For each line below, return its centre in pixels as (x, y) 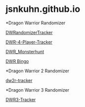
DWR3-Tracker (21, 100)
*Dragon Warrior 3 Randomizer (38, 90)
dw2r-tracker (19, 80)
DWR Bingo (17, 61)
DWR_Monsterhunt (25, 52)
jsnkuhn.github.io (43, 9)
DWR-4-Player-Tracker (29, 42)
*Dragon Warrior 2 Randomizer (38, 71)
